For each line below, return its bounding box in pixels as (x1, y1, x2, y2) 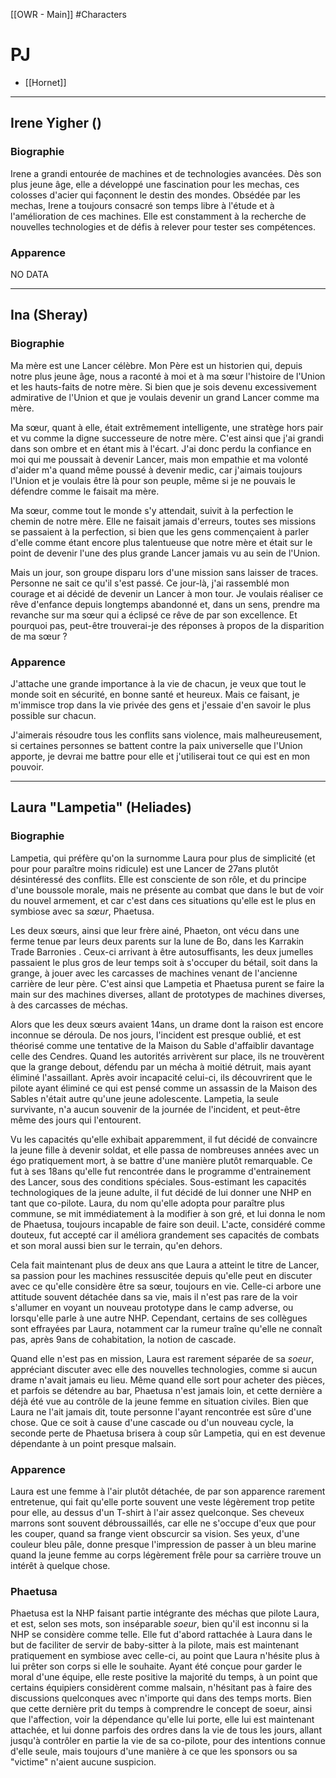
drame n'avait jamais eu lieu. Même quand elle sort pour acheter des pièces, (10, 1374, 326, 1386)
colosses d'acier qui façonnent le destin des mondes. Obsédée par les (10, 189, 301, 201)
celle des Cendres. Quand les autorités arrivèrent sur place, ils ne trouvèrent (10, 1050, 325, 1062)
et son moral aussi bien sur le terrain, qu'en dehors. (10, 1239, 223, 1251)
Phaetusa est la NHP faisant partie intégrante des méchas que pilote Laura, (10, 1607, 320, 1619)
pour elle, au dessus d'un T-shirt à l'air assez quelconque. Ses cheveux (10, 1506, 305, 1518)
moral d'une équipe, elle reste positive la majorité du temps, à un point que (10, 1671, 318, 1683)
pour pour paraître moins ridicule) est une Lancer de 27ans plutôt (10, 862, 279, 874)
